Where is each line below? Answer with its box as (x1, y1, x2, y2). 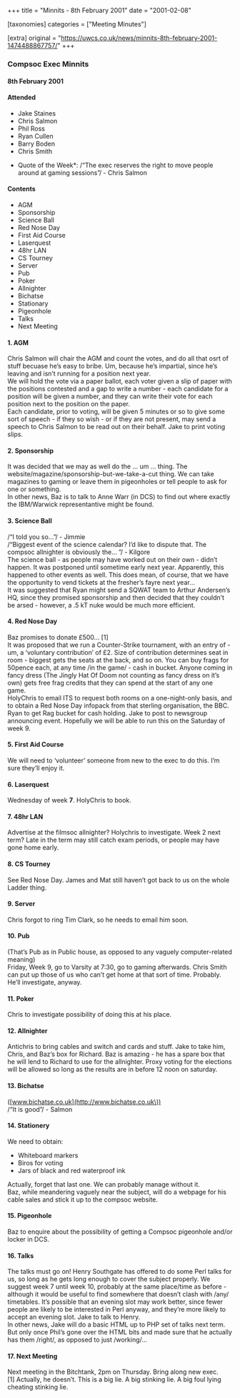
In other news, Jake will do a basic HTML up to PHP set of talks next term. (7, 1320, 226, 1329)
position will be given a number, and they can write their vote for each (7, 392, 213, 401)
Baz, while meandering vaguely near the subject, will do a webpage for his (7, 1187, 227, 1196)
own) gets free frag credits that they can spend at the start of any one (7, 678, 213, 687)
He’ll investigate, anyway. (7, 977, 82, 986)
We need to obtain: (7, 1137, 64, 1145)
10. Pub (7, 932, 30, 940)
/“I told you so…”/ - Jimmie (7, 532, 86, 541)
